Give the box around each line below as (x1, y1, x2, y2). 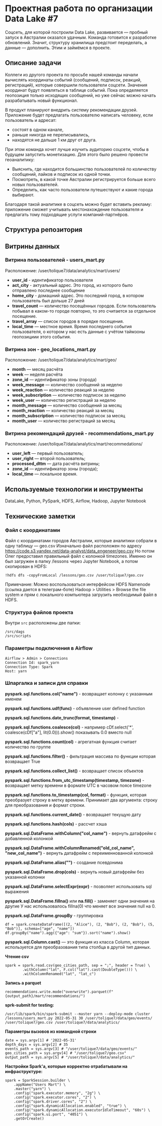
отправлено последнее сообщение (12, 287, 85, 293)
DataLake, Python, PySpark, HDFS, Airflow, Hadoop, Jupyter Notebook (5, 498, 147, 504)
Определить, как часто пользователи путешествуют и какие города (12, 186, 153, 192)
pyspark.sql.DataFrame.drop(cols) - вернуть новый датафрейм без (5, 869, 144, 875)
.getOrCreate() (14, 1116, 44, 1121)
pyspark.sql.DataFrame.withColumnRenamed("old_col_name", (5, 845, 135, 851)
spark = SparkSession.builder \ (5, 1078, 70, 1083)
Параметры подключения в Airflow (5, 645, 93, 652)
